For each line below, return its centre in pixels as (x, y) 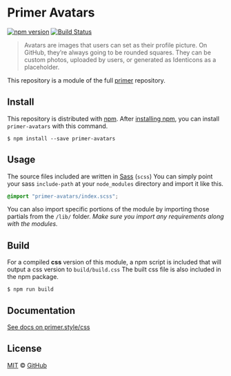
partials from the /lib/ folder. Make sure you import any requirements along (115, 217)
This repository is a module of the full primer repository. (86, 80)
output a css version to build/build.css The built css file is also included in (114, 269)
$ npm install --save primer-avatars (61, 138)
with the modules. (32, 224)
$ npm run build (30, 290)
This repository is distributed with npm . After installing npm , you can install (113, 118)
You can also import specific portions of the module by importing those (108, 209)
